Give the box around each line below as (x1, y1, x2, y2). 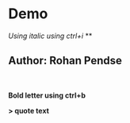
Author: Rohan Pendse (8, 54, 123, 67)
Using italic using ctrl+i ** (8, 31, 93, 40)
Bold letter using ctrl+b (8, 90, 86, 100)
